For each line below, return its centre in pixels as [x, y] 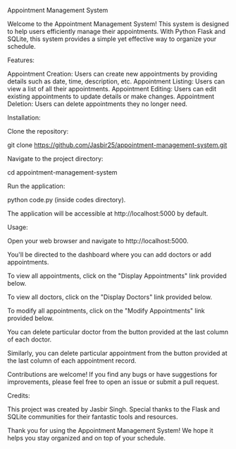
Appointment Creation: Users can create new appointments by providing [112, 74]
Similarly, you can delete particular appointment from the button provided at [117, 353]
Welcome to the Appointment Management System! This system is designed [118, 24]
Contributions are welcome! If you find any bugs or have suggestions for [112, 374]
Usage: [18, 227]
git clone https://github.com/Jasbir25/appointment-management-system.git [117, 145]
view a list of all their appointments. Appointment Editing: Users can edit [112, 89]
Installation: [24, 117]
